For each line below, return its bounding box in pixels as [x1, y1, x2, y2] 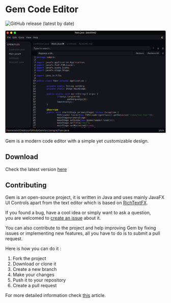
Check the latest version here [5, 166, 67, 172]
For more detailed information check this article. [5, 292, 106, 298]
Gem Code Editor [5, 4, 79, 15]
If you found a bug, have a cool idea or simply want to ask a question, [5, 210, 151, 216]
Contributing [5, 181, 47, 189]
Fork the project [12, 256, 47, 262]
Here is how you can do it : [5, 245, 62, 252]
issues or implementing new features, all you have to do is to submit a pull [5, 230, 160, 236]
